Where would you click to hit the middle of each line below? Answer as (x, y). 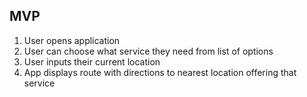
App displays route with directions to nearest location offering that (160, 72)
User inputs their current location (92, 61)
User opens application (72, 40)
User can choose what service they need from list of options (148, 51)
